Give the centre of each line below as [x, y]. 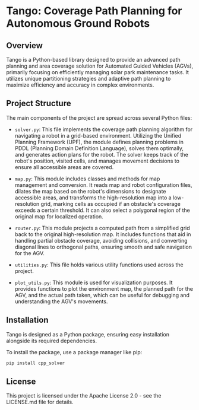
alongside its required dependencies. [51, 341]
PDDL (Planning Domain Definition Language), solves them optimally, [99, 148]
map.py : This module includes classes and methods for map [87, 179]
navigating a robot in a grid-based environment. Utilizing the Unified [98, 135]
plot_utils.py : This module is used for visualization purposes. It [94, 282]
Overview [25, 45]
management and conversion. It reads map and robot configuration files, [103, 185]
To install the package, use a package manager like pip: [74, 352]
